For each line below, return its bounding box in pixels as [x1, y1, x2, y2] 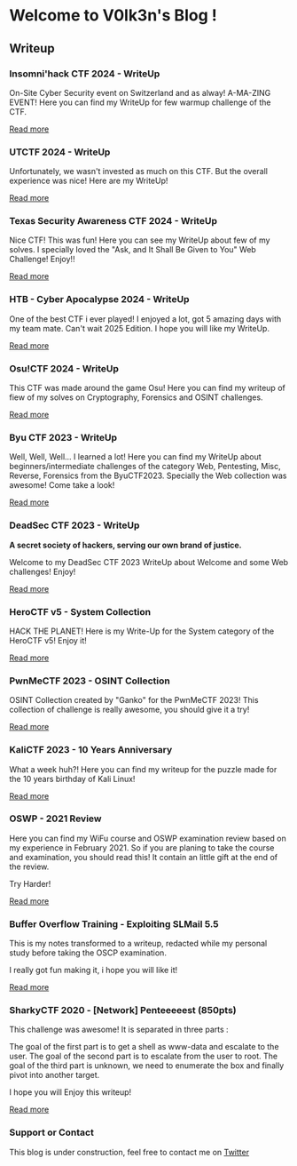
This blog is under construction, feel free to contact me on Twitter [9, 1146, 250, 1157]
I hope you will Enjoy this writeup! [9, 1087, 132, 1098]
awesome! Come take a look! [9, 480, 115, 491]
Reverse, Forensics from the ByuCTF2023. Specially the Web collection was [9, 470, 287, 481]
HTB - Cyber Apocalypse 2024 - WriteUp [9, 293, 190, 306]
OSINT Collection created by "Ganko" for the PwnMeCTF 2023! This [9, 695, 259, 706]
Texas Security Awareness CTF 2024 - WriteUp [9, 215, 217, 228]
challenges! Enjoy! [9, 566, 76, 577]
